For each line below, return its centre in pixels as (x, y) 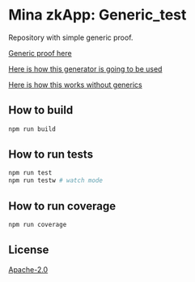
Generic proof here (40, 53)
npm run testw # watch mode (56, 180)
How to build (41, 110)
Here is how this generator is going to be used (85, 69)
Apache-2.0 (28, 269)
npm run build (32, 129)
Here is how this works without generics (76, 85)
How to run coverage (62, 206)
